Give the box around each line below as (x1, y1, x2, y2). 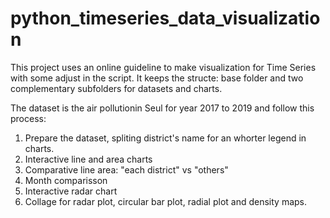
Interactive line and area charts (24, 153, 153, 165)
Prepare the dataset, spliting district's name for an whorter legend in (24, 132, 307, 144)
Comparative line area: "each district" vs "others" (24, 163, 229, 176)
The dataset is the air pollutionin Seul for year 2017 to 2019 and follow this (10, 102, 315, 114)
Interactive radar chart (24, 185, 118, 197)
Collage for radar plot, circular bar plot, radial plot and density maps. (24, 195, 308, 207)
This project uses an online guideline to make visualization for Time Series (10, 61, 317, 73)
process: (10, 112, 47, 124)
